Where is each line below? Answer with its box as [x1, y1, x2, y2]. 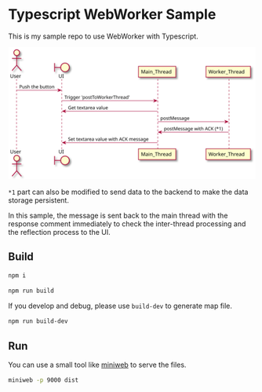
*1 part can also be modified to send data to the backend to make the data [8, 187, 249, 196]
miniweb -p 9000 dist [8, 376, 79, 384]
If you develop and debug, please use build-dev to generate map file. [8, 301, 233, 311]
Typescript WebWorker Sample [8, 5, 217, 24]
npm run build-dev [8, 317, 68, 325]
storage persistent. [8, 195, 69, 205]
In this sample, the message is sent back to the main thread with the [8, 211, 228, 220]
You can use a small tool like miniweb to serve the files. [8, 360, 187, 369]
